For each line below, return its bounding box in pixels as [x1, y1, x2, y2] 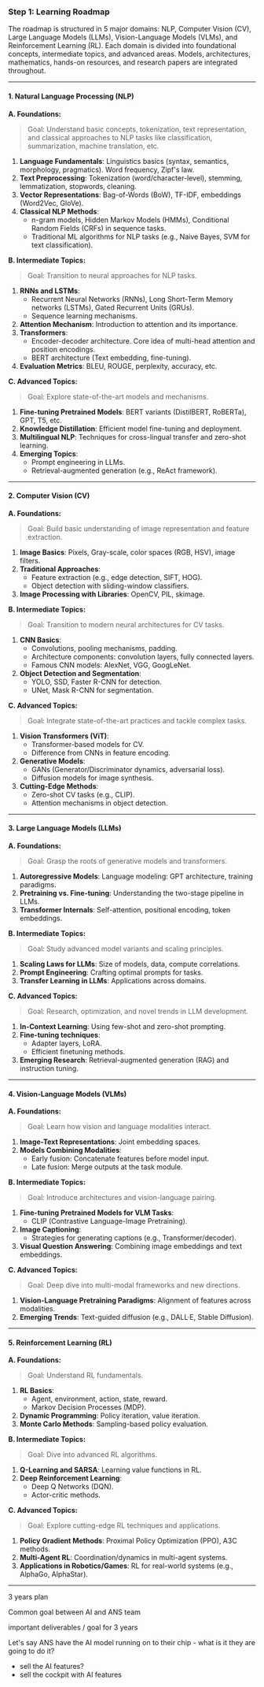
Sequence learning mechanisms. [31, 310, 137, 321]
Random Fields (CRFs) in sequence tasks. [31, 223, 167, 232]
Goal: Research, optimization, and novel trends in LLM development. [27, 1006, 249, 1016]
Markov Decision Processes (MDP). [31, 1403, 147, 1412]
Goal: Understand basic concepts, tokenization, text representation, [27, 124, 247, 134]
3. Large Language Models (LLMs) [8, 823, 122, 833]
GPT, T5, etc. [19, 415, 63, 425]
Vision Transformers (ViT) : [19, 731, 109, 741]
